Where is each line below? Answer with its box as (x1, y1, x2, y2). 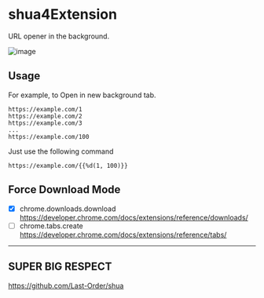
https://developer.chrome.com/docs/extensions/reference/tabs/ (19, 230, 227, 239)
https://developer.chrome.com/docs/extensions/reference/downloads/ (19, 213, 249, 222)
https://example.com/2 (8, 112, 82, 120)
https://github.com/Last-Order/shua (8, 281, 124, 290)
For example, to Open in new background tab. (8, 90, 156, 100)
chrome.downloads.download (19, 204, 116, 213)
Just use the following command (8, 147, 114, 156)
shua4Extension (8, 5, 118, 24)
